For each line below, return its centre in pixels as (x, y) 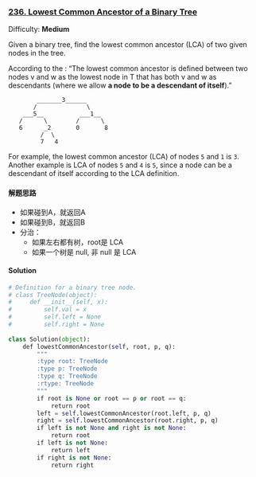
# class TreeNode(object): (53, 295)
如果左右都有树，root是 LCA (78, 242)
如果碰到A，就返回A (52, 212)
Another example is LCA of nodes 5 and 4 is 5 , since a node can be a (120, 165)
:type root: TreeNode (73, 362)
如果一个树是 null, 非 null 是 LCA (84, 252)
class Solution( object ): (49, 339)
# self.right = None (56, 325)
